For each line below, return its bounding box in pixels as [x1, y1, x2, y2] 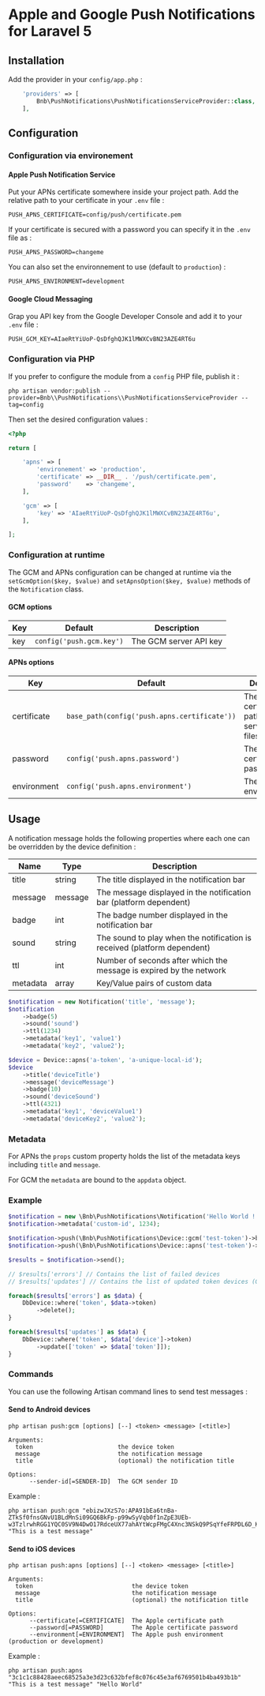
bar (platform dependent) [96, 896, 191, 907]
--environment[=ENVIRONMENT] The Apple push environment [28, 1630, 224, 1639]
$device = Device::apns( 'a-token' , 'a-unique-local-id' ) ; [8, 1056, 203, 1064]
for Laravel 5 [8, 22, 92, 40]
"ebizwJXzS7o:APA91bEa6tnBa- [82, 1507, 178, 1514]
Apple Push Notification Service [8, 170, 116, 179]
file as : [8, 233, 32, 242]
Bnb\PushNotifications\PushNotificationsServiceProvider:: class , [36, 97, 256, 105]
